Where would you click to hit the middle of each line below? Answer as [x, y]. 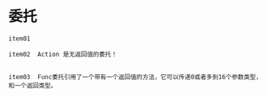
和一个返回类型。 [33, 86]
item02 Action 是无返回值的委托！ [63, 54]
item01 [19, 38]
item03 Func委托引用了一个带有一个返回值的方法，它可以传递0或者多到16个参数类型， [135, 77]
